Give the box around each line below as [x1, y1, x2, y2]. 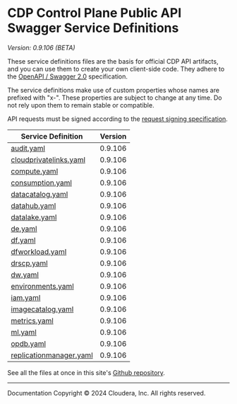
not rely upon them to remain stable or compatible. [7, 100, 154, 109]
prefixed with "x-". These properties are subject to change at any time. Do [7, 93, 222, 102]
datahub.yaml [11, 200, 56, 210]
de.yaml [11, 224, 37, 233]
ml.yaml [11, 327, 37, 337]
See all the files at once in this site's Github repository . [7, 368, 166, 376]
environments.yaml [11, 281, 74, 291]
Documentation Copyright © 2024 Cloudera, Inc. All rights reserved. [7, 388, 206, 397]
